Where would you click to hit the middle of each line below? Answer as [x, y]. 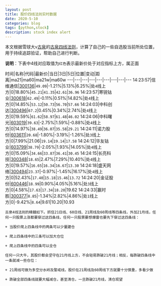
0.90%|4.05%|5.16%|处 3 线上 [70, 184]
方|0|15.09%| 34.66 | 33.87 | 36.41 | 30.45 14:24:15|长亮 [56, 153]
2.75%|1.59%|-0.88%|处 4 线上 [71, 122]
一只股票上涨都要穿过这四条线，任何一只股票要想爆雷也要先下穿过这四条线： [74, 218]
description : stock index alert [38, 32]
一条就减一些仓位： [21, 261]
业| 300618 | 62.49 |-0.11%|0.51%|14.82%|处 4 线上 [52, 98]
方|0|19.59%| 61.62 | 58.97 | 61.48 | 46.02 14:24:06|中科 [57, 116]
